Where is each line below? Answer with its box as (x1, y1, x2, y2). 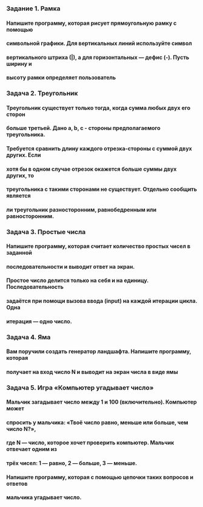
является (6, 192, 32, 199)
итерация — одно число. (6, 317, 73, 325)
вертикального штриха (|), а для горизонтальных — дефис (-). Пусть (6, 53, 190, 61)
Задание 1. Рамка (6, 4, 61, 13)
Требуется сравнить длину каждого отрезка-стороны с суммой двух (6, 145, 192, 152)
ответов (6, 480, 28, 487)
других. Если (6, 151, 41, 159)
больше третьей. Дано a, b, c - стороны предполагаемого (6, 125, 161, 132)
